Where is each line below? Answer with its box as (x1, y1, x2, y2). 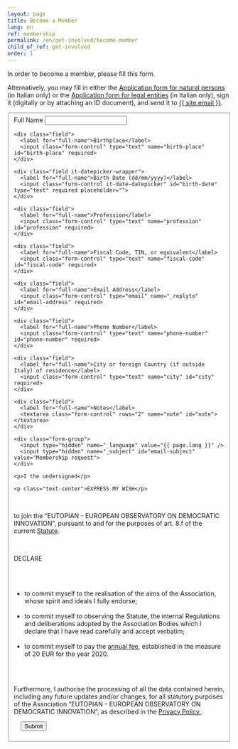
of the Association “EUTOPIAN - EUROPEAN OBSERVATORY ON (13, 699, 201, 708)
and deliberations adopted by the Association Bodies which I (24, 619, 202, 627)
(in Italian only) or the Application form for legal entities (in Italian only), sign (7, 90, 229, 99)
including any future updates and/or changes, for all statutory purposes (13, 692, 223, 701)
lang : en (7, 23, 33, 31)
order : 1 (7, 50, 33, 58)
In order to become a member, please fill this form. (7, 69, 156, 78)
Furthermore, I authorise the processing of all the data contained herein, (13, 684, 225, 693)
